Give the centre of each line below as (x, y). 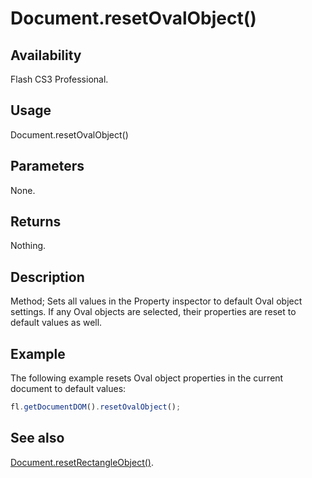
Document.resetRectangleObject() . (82, 462)
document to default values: (68, 389)
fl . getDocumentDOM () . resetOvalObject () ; (96, 407)
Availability (46, 55)
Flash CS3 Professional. (59, 79)
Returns (36, 222)
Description (47, 277)
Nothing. (28, 246)
